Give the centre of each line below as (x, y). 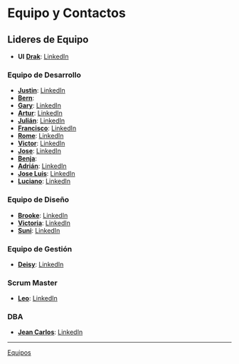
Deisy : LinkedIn (41, 264)
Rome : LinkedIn (41, 136)
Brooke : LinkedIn (43, 215)
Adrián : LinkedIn (42, 166)
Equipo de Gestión (40, 249)
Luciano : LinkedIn (44, 181)
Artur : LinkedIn (40, 113)
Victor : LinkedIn (41, 143)
